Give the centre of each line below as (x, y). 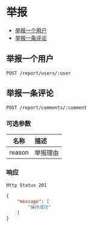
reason (19, 152)
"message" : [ (33, 202)
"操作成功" (40, 207)
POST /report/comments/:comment (46, 107)
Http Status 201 (26, 185)
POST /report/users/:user (38, 73)
